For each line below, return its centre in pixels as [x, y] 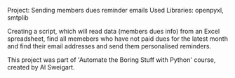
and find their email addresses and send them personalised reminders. [109, 46]
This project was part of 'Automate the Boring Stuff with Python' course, [112, 60]
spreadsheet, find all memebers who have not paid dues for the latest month [117, 39]
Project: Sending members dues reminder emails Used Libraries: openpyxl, [115, 10]
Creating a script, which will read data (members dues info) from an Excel [114, 31]
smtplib [18, 18]
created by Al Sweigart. [41, 67]
